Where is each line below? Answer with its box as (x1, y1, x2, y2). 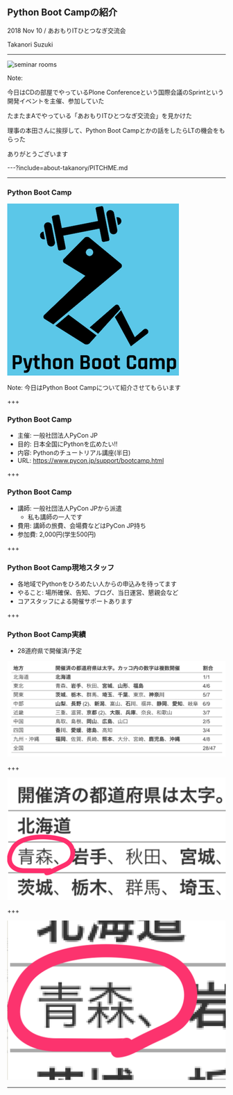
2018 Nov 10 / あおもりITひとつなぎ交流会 (7, 26, 126, 35)
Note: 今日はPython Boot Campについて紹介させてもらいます (7, 384, 182, 392)
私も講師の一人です (27, 513, 83, 521)
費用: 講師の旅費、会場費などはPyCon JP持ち (17, 521, 147, 529)
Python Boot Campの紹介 (7, 6, 118, 19)
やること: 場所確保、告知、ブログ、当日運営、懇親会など (17, 588, 179, 596)
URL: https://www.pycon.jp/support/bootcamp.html (17, 456, 164, 465)
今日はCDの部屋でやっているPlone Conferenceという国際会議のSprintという (7, 88, 224, 96)
